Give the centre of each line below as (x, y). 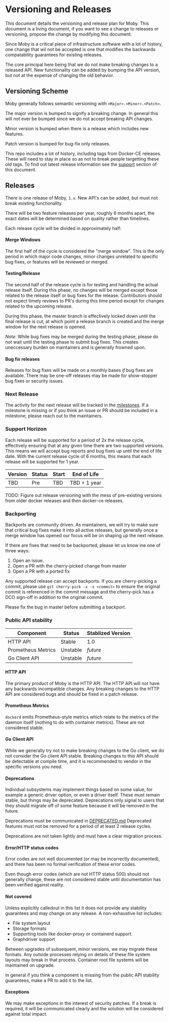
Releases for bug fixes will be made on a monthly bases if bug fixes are (79, 370)
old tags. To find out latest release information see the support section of (81, 164)
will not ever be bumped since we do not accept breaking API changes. (79, 119)
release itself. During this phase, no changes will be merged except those (81, 290)
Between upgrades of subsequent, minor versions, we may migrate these (81, 949)
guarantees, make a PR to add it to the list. (49, 980)
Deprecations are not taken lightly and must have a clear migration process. (84, 836)
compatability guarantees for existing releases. (54, 55)
